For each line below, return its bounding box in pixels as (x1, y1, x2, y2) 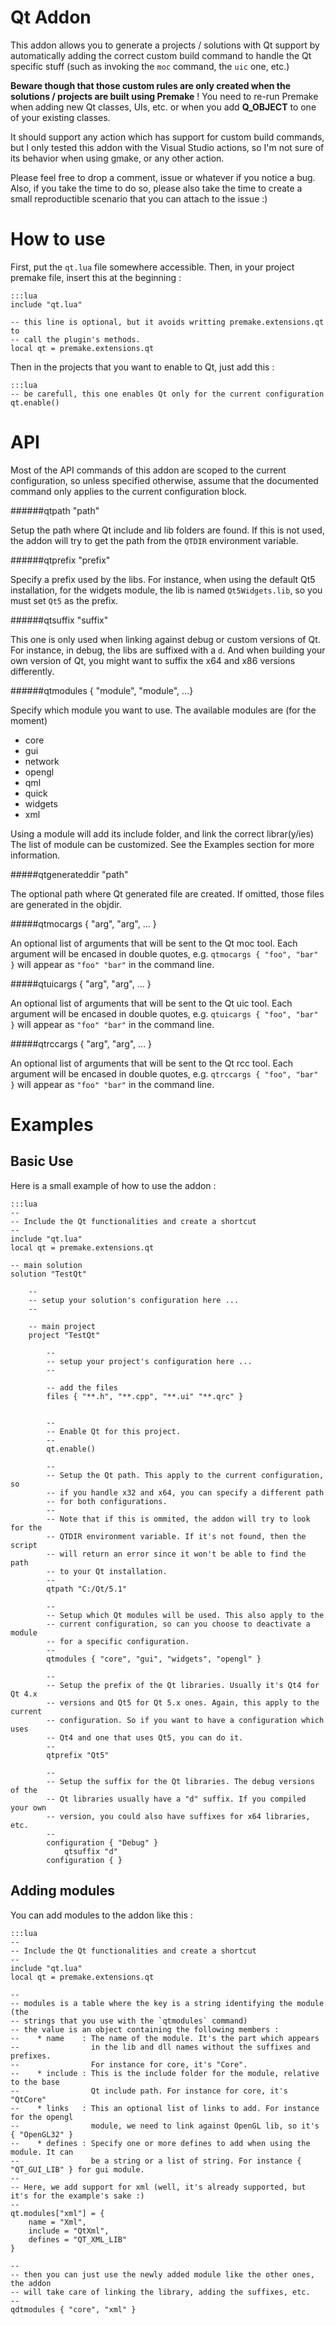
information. (10, 849, 61, 861)
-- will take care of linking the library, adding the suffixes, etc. (10, 2287, 311, 2297)
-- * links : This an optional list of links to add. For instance (10, 2103, 320, 2113)
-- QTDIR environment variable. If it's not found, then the (46, 1531, 307, 1541)
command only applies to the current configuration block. (10, 485, 248, 497)
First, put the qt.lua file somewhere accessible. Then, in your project (10, 261, 295, 273)
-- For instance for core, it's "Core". (10, 2059, 248, 2070)
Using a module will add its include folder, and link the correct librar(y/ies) (10, 827, 315, 840)
